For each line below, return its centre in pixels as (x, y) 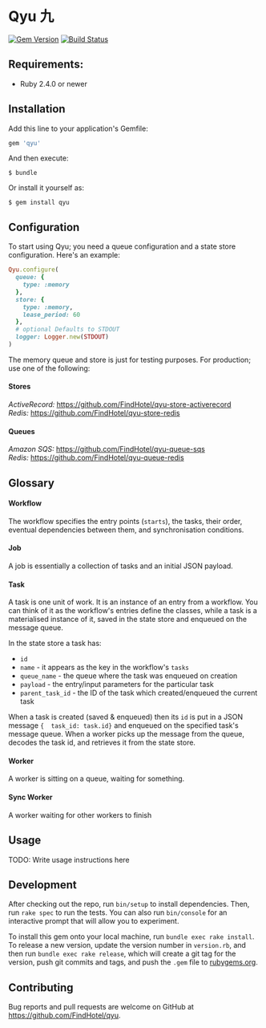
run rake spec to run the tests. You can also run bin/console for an (118, 912)
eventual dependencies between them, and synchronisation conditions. (126, 530)
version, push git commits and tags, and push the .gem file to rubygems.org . (133, 962)
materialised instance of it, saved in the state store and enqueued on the (127, 620)
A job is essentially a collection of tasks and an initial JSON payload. (121, 566)
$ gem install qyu (39, 203)
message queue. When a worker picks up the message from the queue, (126, 734)
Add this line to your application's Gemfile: (78, 128)
